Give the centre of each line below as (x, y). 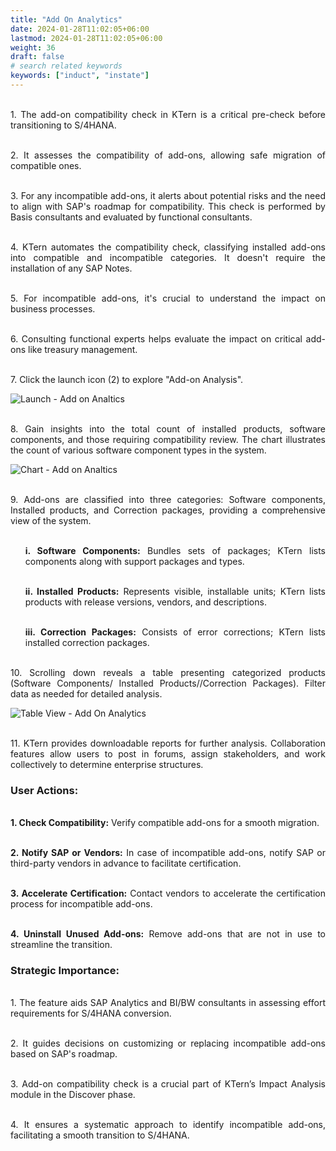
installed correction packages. (87, 642)
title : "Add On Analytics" (66, 19)
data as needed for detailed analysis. (86, 693)
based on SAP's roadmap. (64, 1054)
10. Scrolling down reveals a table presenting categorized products (168, 672)
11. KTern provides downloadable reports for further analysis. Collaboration (168, 743)
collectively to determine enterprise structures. (107, 764)
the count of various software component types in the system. (138, 450)
